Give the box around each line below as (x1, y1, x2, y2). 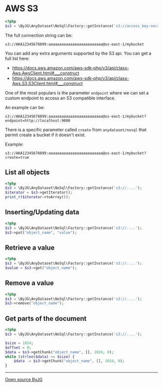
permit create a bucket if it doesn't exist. (5, 132, 86, 138)
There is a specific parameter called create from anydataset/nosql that (5, 127, 147, 132)
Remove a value (5, 279, 54, 287)
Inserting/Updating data (5, 208, 80, 217)
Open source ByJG (5, 377, 43, 383)
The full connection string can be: (5, 32, 73, 38)
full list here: (5, 55, 30, 61)
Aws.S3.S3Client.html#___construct (12, 80, 83, 86)
